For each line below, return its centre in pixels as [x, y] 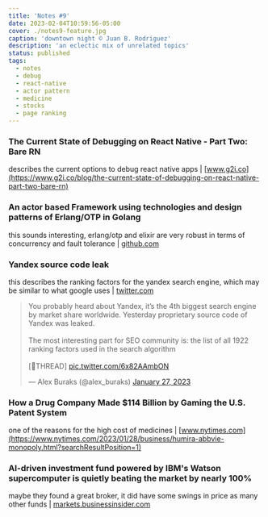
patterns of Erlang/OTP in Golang [75, 217]
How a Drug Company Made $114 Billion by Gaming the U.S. [127, 402]
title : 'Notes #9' [39, 16]
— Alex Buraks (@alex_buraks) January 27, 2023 [109, 381]
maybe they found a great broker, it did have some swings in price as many [133, 496]
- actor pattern [43, 91]
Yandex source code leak [59, 265]
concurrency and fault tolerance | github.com [84, 244]
